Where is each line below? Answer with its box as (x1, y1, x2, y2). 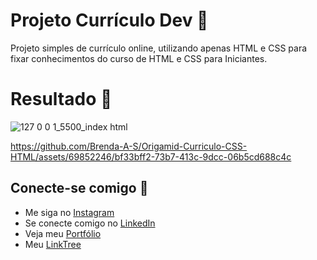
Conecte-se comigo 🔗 (10, 180, 149, 197)
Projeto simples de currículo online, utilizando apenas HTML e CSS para (10, 42, 308, 54)
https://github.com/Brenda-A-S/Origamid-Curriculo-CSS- (10, 140, 248, 152)
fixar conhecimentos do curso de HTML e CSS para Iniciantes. (10, 52, 268, 64)
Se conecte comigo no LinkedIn (24, 217, 156, 229)
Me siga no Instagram (24, 206, 115, 218)
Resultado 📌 (10, 88, 113, 111)
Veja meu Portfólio (24, 227, 102, 239)
